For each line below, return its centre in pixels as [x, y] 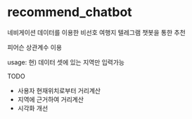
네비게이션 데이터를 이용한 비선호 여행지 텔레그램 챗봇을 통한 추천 [97, 32]
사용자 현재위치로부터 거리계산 [59, 90]
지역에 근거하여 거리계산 [51, 99]
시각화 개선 [33, 108]
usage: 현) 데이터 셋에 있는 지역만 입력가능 [66, 62]
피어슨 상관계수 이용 [34, 47]
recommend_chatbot [70, 12]
